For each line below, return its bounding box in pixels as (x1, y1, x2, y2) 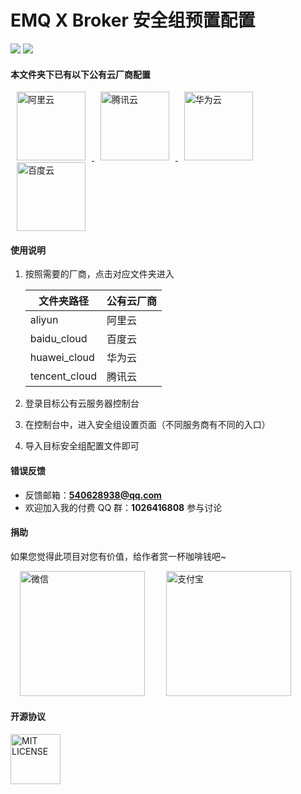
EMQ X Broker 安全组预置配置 (10, 9, 256, 32)
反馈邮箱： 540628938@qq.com (24, 489, 162, 501)
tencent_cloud (29, 369, 97, 383)
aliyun (29, 313, 59, 327)
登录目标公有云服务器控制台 (24, 397, 140, 410)
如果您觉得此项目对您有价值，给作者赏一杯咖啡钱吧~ (10, 550, 227, 562)
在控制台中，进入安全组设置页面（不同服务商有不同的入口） (24, 419, 271, 431)
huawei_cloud (29, 351, 95, 365)
